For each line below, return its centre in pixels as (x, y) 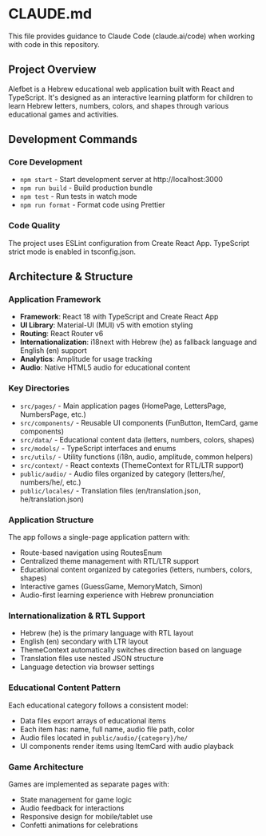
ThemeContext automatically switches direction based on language (131, 650)
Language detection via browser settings (87, 667)
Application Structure (51, 520)
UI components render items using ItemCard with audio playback (127, 746)
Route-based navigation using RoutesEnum (91, 553)
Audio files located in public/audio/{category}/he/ (104, 737)
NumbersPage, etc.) (53, 414)
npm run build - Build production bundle (86, 188)
